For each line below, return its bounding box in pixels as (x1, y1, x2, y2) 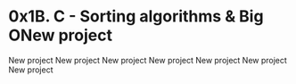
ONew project (8, 25, 113, 46)
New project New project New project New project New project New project (8, 55, 287, 65)
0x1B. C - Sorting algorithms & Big (8, 6, 264, 27)
